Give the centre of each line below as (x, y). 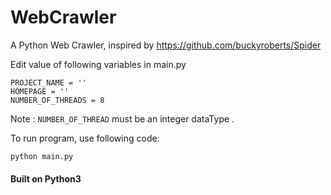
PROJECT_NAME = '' (48, 82)
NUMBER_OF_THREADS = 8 (57, 100)
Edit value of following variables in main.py (98, 64)
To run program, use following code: (85, 138)
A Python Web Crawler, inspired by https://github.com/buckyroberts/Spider (166, 45)
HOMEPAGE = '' (40, 91)
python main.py (42, 156)
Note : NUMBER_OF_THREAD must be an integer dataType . (122, 118)
